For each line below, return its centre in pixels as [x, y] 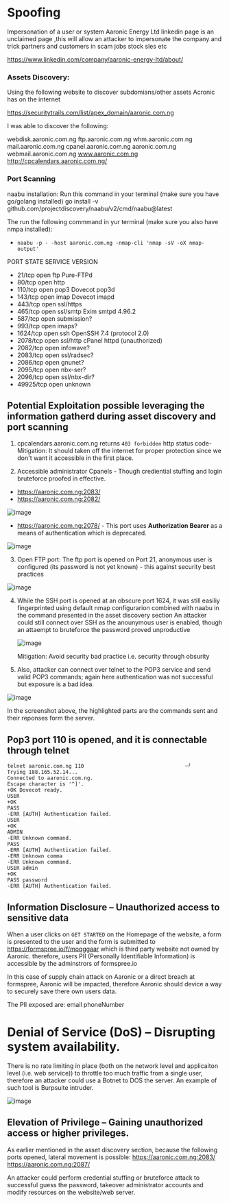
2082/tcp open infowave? [53, 348]
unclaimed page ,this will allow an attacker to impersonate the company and [114, 38]
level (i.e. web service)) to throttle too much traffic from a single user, [105, 1073]
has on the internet [34, 99]
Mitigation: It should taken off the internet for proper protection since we [119, 451]
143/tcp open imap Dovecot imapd [66, 297]
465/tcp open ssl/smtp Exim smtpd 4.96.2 [76, 311]
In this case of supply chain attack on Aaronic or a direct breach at [101, 976]
